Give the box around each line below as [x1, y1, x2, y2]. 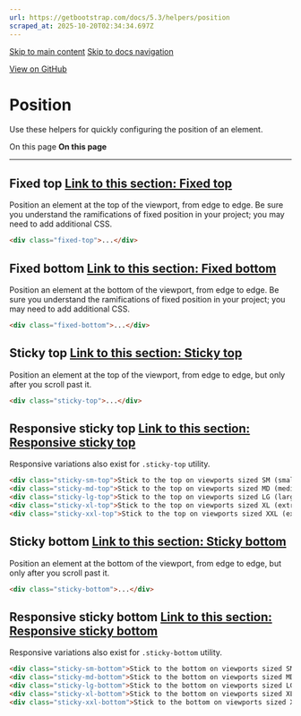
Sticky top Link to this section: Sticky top [9, 345, 243, 361]
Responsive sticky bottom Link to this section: [9, 609, 273, 625]
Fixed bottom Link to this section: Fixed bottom [9, 260, 277, 276]
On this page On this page [9, 141, 107, 152]
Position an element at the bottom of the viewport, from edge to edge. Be [9, 284, 279, 295]
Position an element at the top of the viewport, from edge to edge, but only [9, 369, 286, 380]
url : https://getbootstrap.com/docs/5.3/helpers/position [9, 13, 230, 22]
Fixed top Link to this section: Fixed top [9, 175, 233, 191]
